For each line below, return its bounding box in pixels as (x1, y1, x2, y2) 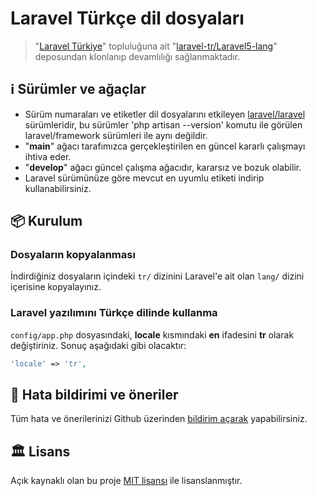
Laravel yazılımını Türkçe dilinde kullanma (10, 306, 218, 320)
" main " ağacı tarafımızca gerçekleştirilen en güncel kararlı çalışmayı (24, 140, 306, 152)
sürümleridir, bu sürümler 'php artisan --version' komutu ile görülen (24, 118, 303, 131)
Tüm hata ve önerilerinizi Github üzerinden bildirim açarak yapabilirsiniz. (10, 413, 308, 425)
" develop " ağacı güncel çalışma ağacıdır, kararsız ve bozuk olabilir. (24, 161, 302, 173)
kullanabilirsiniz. (24, 182, 92, 194)
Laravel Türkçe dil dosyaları (10, 7, 245, 30)
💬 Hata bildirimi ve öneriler (10, 387, 179, 403)
